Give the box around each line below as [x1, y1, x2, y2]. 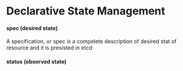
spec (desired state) [6, 24, 58, 31]
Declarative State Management [6, 4, 165, 18]
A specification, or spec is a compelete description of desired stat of [6, 38, 177, 45]
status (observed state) [6, 58, 67, 65]
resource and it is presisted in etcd [6, 44, 92, 52]
